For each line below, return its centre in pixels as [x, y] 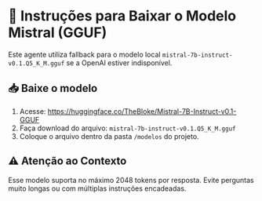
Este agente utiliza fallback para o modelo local [84, 54]
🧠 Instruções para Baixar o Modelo [122, 16]
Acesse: [33, 111]
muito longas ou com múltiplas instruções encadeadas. [97, 188]
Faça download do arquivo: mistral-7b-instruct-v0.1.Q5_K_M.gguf [127, 128]
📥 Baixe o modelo [53, 88]
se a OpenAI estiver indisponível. [119, 63]
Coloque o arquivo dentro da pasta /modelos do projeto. [109, 136]
